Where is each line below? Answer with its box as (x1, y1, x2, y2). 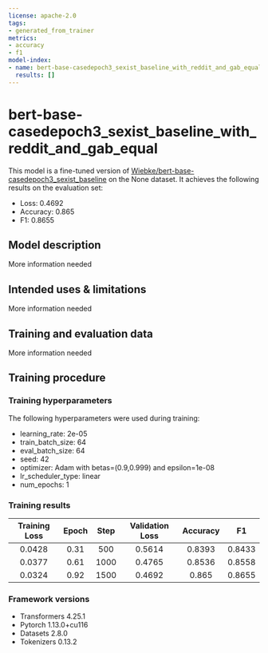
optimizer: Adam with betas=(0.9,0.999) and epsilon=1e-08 (19, 462, 215, 472)
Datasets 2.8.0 (19, 628, 68, 639)
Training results (8, 500, 71, 511)
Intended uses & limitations (8, 283, 147, 296)
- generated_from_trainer (8, 26, 94, 34)
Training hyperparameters (8, 395, 112, 406)
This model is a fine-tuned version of (8, 165, 130, 176)
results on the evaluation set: (8, 183, 104, 192)
